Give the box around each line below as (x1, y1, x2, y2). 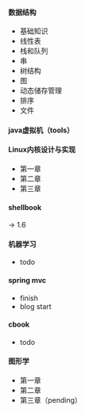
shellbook (8, 202, 42, 212)
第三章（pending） (19, 396, 82, 405)
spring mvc (8, 276, 47, 285)
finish (19, 293, 38, 303)
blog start (19, 301, 52, 311)
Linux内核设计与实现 (8, 145, 76, 155)
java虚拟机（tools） (8, 125, 74, 135)
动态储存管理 (19, 86, 62, 95)
